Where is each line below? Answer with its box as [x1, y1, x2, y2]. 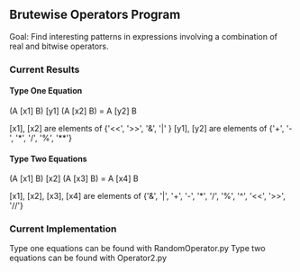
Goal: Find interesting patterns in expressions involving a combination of [9, 31, 277, 41]
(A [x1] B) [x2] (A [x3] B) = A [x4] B [9, 173, 139, 184]
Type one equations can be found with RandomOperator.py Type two [9, 243, 266, 254]
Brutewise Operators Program [9, 7, 181, 23]
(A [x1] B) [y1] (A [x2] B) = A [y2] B [9, 105, 137, 116]
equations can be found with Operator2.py [9, 252, 168, 264]
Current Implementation [9, 222, 117, 235]
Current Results [9, 63, 80, 76]
